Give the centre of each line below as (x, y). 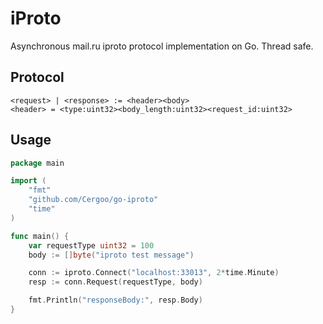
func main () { (40, 236)
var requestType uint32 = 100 (91, 245)
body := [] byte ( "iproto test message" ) (111, 255)
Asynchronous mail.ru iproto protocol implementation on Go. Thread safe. (162, 46)
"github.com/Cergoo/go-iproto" (93, 200)
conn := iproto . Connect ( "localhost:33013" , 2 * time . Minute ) (154, 273)
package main (37, 163)
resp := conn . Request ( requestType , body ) (115, 282)
